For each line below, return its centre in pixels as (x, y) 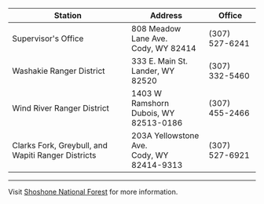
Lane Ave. (149, 38)
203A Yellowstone (165, 135)
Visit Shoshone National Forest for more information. (93, 192)
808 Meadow (156, 29)
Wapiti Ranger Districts (54, 155)
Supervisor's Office (48, 38)
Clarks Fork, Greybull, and (60, 146)
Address (166, 15)
